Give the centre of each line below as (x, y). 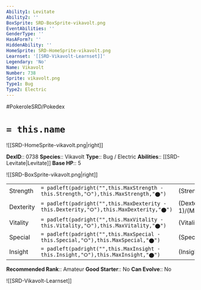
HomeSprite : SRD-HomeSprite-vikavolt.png (59, 51)
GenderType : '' (25, 34)
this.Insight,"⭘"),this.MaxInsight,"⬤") (100, 254)
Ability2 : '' (22, 17)
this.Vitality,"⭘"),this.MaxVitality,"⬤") (104, 225)
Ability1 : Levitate (31, 12)
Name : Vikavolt (25, 67)
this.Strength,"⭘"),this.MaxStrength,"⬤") (104, 194)
